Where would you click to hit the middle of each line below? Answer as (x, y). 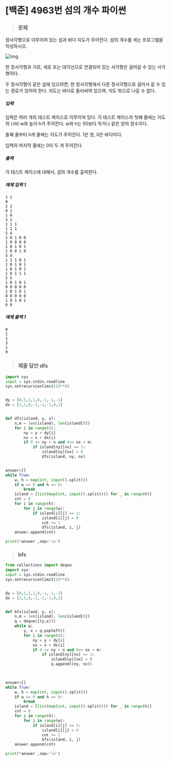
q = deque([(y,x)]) (35, 621)
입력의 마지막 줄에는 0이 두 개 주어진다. (44, 145)
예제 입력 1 (16, 185)
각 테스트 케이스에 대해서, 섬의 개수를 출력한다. (52, 172)
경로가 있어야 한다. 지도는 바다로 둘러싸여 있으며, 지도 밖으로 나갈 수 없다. (83, 91)
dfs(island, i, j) (61, 527)
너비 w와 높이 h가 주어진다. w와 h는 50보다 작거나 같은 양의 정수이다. (79, 124)
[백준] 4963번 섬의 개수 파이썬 (66, 10)
